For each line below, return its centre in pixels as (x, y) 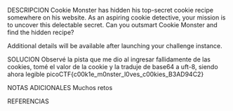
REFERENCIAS (28, 101)
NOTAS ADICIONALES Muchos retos (60, 88)
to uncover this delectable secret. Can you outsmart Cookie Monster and (112, 25)
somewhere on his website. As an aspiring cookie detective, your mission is (116, 17)
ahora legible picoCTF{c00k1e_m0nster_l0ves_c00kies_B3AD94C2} (106, 74)
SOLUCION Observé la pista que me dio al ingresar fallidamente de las (109, 59)
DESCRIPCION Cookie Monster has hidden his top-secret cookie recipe (111, 10)
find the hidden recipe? (41, 32)
